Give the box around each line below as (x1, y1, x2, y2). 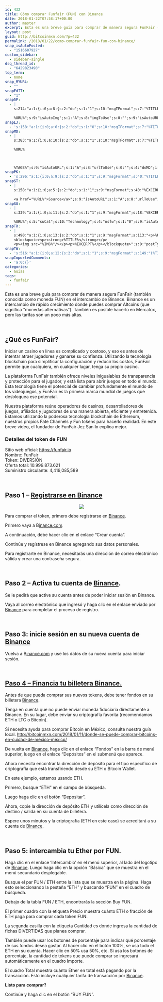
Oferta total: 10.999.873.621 (5, 462, 61, 468)
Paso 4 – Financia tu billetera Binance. (5, 679, 122, 687)
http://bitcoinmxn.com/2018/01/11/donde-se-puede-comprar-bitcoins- (16, 732, 157, 737)
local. (5, 732, 16, 737)
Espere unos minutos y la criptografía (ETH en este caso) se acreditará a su (5, 818, 156, 824)
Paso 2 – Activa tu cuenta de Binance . (5, 579, 121, 587)
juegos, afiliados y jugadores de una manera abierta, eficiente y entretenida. (5, 408, 158, 414)
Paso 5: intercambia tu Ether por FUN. (5, 847, 121, 855)
